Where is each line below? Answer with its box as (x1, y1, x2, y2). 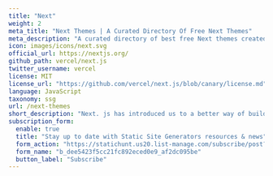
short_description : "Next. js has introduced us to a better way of (8, 110, 245, 118)
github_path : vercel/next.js (8, 58, 107, 66)
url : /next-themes (8, 102, 71, 110)
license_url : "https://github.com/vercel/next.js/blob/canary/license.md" (8, 79, 267, 88)
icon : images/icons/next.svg (8, 42, 107, 50)
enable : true (15, 125, 60, 133)
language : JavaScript (8, 87, 82, 96)
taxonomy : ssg (8, 95, 57, 103)
